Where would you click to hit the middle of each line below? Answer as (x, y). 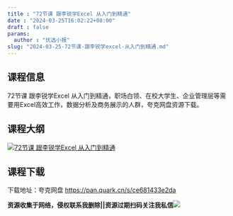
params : (19, 34)
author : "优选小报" (42, 40)
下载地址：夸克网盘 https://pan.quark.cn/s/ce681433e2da (92, 190)
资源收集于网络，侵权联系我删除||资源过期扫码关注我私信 (90, 205)
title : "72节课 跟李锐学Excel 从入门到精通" (69, 14)
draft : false (28, 27)
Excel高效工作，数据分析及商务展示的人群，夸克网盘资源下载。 (111, 104)
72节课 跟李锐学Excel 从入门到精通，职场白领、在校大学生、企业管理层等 (114, 96)
